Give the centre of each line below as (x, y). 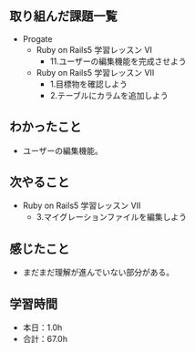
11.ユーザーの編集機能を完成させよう (118, 61)
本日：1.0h (42, 327)
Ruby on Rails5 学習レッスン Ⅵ (94, 49)
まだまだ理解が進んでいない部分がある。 (98, 273)
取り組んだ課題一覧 (63, 16)
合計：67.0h (45, 339)
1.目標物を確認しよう (89, 84)
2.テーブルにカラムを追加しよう (109, 95)
